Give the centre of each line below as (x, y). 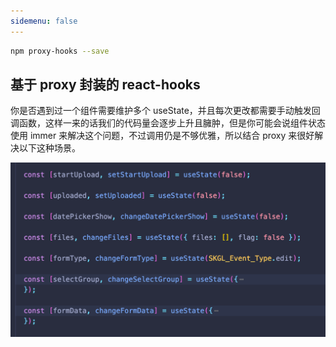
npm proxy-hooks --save (60, 51)
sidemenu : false (44, 21)
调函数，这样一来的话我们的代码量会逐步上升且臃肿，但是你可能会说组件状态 (168, 123)
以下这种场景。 (49, 148)
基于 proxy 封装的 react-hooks (105, 84)
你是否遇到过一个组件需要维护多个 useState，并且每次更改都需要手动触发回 (165, 111)
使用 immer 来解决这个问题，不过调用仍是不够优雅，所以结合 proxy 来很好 (162, 136)
